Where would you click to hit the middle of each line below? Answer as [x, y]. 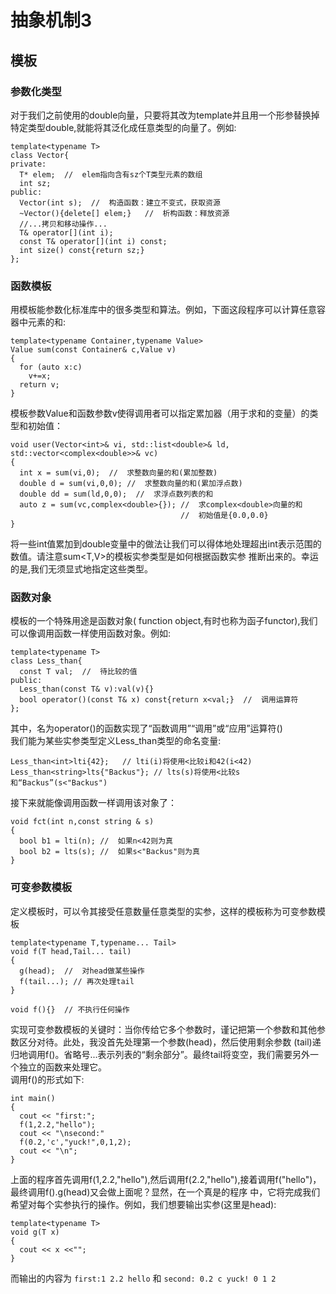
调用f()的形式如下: [47, 1079]
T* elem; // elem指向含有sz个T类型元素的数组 [111, 174]
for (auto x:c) [51, 367]
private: [28, 164]
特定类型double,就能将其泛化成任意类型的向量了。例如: [123, 127]
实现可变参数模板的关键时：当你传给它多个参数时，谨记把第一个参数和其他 [163, 1029]
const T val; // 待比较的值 [78, 672]
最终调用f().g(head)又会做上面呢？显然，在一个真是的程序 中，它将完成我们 [165, 1192]
